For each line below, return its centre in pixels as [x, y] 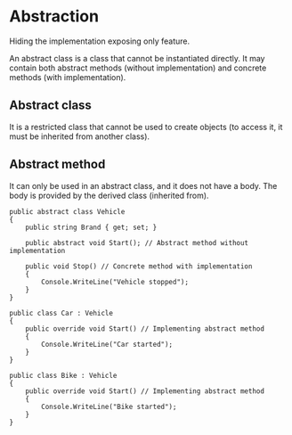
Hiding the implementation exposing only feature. [100, 41]
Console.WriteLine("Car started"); [107, 344]
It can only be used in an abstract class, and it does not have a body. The [143, 185]
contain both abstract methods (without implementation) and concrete [138, 68]
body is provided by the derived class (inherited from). [109, 195]
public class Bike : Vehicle [63, 375]
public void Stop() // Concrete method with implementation [139, 266]
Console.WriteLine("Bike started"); [109, 406]
